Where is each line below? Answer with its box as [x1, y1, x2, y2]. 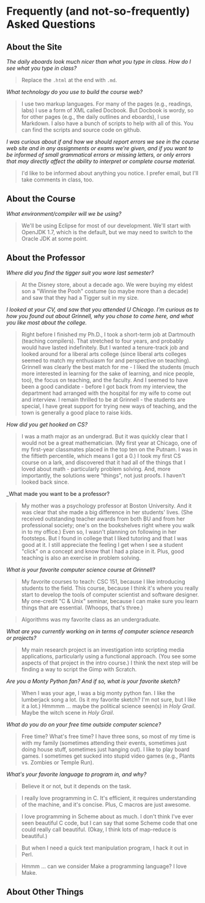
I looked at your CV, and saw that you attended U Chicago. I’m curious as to [6, 305, 199, 313]
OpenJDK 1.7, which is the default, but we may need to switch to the [21, 228, 193, 235]
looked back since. [21, 478, 69, 486]
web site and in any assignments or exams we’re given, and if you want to [6, 145, 194, 151]
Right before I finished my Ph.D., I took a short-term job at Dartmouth [21, 330, 195, 338]
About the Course [6, 194, 76, 204]
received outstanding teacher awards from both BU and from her [21, 515, 185, 522]
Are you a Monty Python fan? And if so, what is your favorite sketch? [6, 677, 181, 685]
